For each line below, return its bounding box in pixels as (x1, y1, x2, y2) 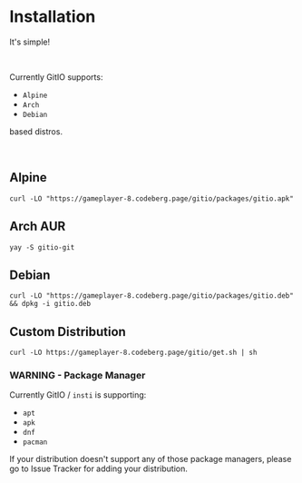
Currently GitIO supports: (9, 71, 103, 83)
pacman (22, 438, 48, 447)
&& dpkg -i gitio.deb (9, 300, 92, 309)
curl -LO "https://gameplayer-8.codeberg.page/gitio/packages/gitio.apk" (9, 193, 295, 203)
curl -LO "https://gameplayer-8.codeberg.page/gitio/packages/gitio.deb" (9, 291, 295, 301)
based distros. (9, 125, 63, 137)
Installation (9, 6, 96, 27)
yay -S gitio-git (9, 242, 75, 251)
